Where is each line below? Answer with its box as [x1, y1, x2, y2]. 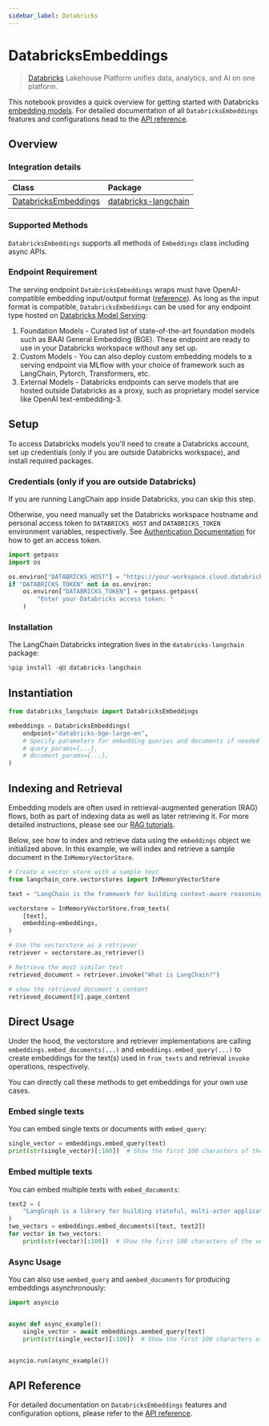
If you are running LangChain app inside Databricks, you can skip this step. [8, 494, 256, 503]
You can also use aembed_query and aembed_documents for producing [8, 1274, 231, 1285]
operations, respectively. [8, 1061, 90, 1072]
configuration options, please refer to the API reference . [8, 1408, 193, 1418]
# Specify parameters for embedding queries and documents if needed [22, 736, 260, 745]
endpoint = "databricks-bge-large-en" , [22, 729, 149, 737]
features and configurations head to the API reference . [8, 114, 188, 124]
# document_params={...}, [22, 752, 110, 760]
